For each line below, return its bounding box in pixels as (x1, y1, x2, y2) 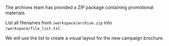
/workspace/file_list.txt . (5, 25, 62, 31)
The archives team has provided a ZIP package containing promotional (5, 5, 154, 10)
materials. (5, 10, 26, 16)
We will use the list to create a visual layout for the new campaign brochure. (5, 35, 164, 41)
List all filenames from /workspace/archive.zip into (5, 20, 112, 26)
